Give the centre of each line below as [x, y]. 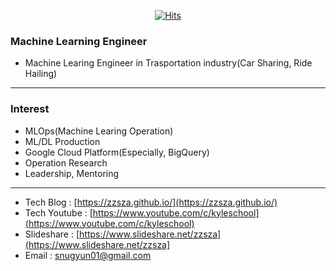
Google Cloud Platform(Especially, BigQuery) [117, 152]
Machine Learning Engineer [79, 41]
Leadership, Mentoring [72, 173]
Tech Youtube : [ [58, 212]
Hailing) [41, 74]
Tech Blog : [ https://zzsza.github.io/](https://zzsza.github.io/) [151, 202]
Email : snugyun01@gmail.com [88, 255]
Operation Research [66, 162]
